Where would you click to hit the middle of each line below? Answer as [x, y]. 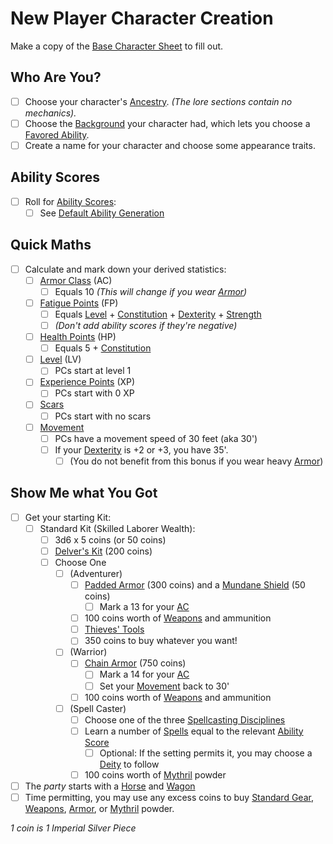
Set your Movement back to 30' [164, 686]
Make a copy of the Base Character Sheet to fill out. [117, 46]
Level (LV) [60, 359]
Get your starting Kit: [68, 517]
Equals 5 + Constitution [103, 348]
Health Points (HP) [78, 337]
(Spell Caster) [98, 708]
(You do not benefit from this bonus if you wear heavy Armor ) [196, 461]
